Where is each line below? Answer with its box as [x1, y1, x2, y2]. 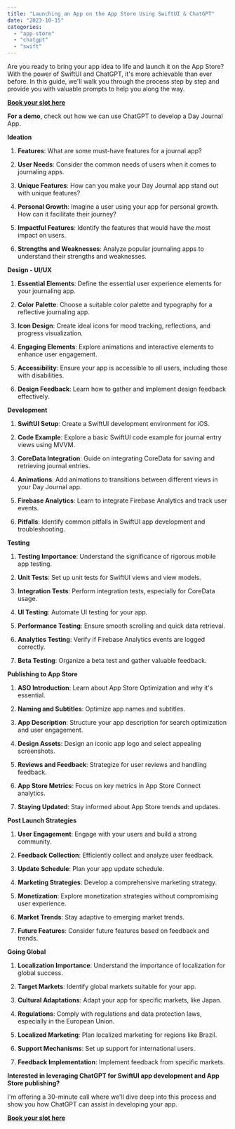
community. [17, 837, 52, 846]
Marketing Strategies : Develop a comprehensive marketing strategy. [17, 878, 217, 886]
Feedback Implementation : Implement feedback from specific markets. [17, 1058, 225, 1066]
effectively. [17, 392, 50, 401]
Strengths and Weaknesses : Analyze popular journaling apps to [17, 245, 205, 253]
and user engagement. [17, 725, 83, 734]
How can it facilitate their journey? [17, 210, 117, 218]
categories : [7, 23, 42, 30]
